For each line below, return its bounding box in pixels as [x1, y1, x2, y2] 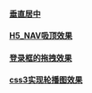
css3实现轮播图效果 [9, 74, 83, 85]
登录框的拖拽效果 [9, 52, 72, 63]
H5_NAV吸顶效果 [9, 30, 73, 41]
